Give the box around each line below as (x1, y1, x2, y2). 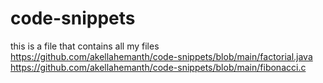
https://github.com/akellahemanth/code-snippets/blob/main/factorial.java (10, 50, 313, 62)
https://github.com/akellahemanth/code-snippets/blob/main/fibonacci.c (10, 61, 307, 73)
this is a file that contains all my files (10, 40, 160, 52)
